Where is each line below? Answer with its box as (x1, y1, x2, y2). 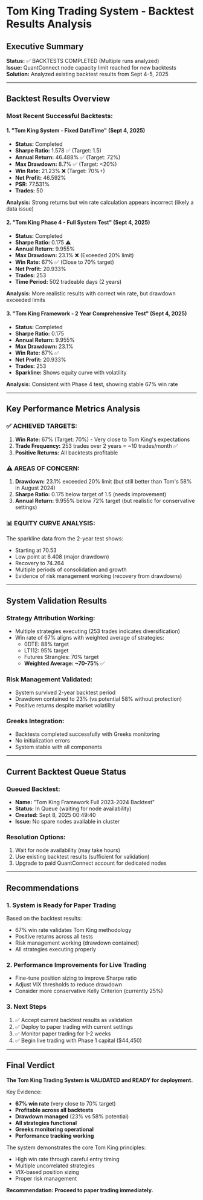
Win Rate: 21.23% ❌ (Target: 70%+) (14, 167, 106, 174)
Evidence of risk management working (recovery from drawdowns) (14, 572, 182, 580)
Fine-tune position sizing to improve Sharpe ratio (14, 974, 137, 982)
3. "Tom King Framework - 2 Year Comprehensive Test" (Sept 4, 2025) (6, 310, 187, 317)
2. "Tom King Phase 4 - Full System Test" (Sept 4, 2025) (6, 219, 150, 226)
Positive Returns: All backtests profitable (14, 449, 118, 456)
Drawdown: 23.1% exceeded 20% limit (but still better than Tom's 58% (14, 477, 192, 485)
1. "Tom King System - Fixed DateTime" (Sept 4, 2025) (6, 126, 146, 134)
